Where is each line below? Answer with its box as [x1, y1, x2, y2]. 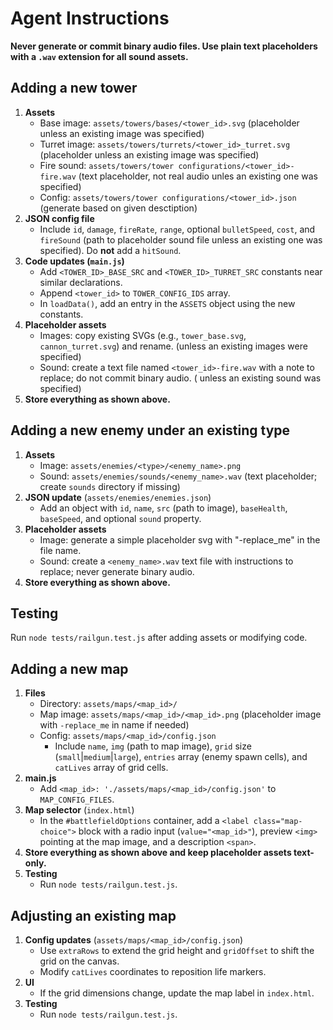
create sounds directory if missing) [39, 480, 181, 492]
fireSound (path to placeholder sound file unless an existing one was [39, 233, 323, 246]
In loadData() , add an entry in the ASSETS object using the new [39, 297, 296, 309]
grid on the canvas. [39, 955, 120, 967]
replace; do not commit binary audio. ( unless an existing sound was [39, 372, 322, 384]
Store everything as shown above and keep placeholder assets [24, 847, 292, 859]
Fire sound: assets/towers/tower [39, 159, 175, 171]
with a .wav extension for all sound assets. [10, 50, 189, 62]
